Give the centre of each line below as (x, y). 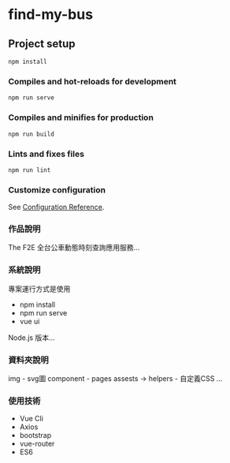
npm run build (32, 134)
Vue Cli (31, 419)
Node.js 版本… (32, 338)
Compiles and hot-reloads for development (93, 81)
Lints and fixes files (46, 154)
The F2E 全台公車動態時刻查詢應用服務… (74, 248)
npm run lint (30, 170)
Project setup (42, 44)
